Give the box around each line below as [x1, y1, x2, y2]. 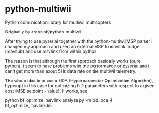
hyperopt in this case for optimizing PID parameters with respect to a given [5, 82, 155, 88]
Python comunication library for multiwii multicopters [5, 19, 111, 25]
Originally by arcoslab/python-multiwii [5, 29, 81, 34]
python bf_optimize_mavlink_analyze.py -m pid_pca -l [5, 97, 112, 103]
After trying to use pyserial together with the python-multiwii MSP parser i [5, 38, 153, 44]
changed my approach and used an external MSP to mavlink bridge [5, 43, 140, 49]
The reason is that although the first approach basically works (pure [5, 58, 141, 64]
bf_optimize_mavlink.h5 [5, 102, 52, 108]
